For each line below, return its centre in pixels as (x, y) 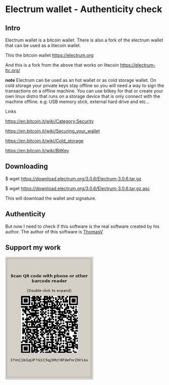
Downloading (26, 166)
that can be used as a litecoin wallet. (43, 45)
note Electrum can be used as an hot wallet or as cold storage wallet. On (81, 80)
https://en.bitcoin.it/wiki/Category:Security (50, 121)
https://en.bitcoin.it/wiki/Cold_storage (44, 141)
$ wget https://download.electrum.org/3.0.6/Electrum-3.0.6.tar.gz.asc (78, 188)
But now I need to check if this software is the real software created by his (82, 226)
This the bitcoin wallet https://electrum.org (49, 55)
